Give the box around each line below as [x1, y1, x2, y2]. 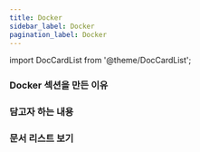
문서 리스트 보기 [9, 132, 74, 145]
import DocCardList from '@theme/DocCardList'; [9, 55, 192, 66]
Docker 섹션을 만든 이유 [9, 79, 109, 91]
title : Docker [9, 13, 63, 23]
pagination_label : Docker [9, 30, 107, 39]
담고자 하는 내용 [9, 106, 74, 119]
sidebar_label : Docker [9, 22, 95, 31]
